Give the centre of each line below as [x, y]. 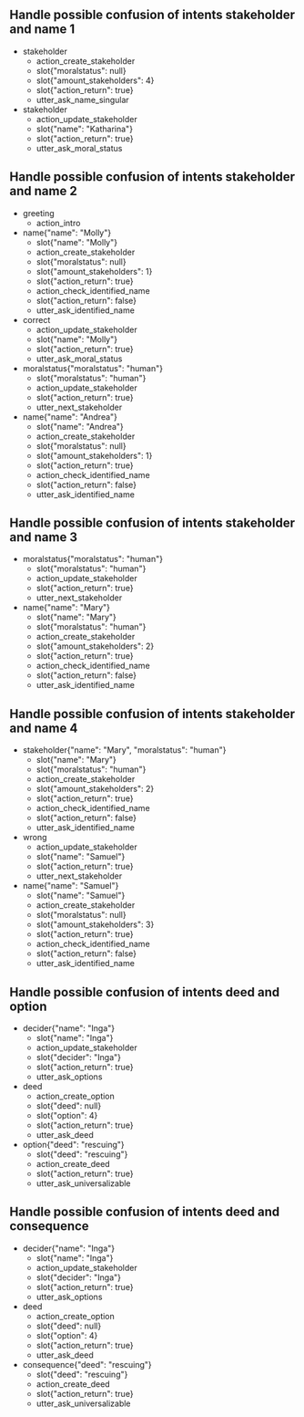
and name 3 [43, 537]
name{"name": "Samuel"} [71, 886]
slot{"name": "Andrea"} [80, 426]
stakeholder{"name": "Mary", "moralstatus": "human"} [124, 750]
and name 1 [42, 30]
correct [36, 319]
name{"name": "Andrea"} [70, 417]
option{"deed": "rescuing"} [73, 1145]
